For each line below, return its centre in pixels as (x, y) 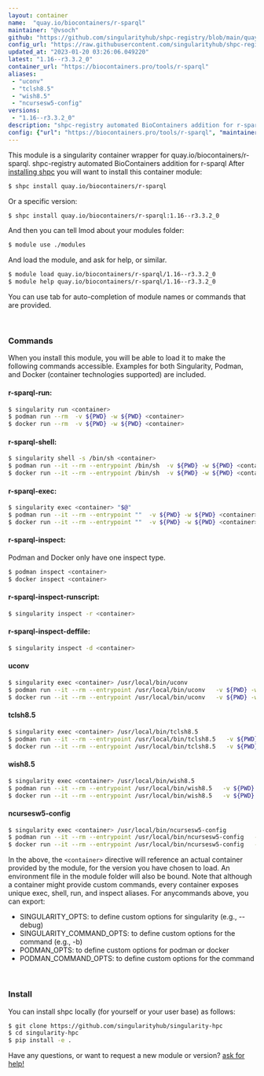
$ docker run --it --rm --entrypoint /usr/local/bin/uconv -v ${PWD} (128, 697)
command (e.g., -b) (51, 942)
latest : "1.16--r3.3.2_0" (50, 60)
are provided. (30, 305)
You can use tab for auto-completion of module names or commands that (127, 297)
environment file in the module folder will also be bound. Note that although (130, 876)
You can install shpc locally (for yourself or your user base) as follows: (122, 1011)
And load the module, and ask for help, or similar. (88, 260)
